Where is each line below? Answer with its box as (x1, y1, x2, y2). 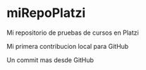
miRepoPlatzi (6, 5, 86, 21)
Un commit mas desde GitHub (6, 55, 95, 64)
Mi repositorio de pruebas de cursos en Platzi (6, 28, 139, 37)
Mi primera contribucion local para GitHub (6, 42, 129, 50)
